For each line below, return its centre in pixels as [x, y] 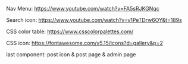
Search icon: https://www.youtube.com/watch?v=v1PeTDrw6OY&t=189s [94, 20]
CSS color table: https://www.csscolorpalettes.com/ [70, 31]
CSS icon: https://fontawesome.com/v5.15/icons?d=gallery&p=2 [85, 43]
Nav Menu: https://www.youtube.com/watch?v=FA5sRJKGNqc [83, 9]
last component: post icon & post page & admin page [71, 55]
